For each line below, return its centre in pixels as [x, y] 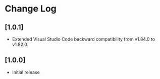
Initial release [26, 72]
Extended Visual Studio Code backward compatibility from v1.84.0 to [83, 39]
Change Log [31, 9]
